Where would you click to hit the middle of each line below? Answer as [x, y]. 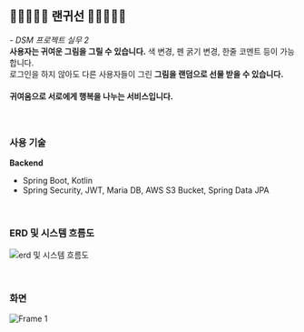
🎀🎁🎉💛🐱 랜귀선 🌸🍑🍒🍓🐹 [68, 16]
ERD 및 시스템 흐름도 [52, 233]
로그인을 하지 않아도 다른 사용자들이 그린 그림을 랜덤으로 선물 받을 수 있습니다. [147, 74]
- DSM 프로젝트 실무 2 [49, 40]
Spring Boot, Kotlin [58, 181]
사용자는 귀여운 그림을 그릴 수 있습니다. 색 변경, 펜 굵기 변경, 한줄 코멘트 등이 [144, 51]
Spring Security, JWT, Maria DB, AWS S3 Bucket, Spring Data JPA [146, 190]
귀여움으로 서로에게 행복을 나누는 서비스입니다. [92, 96]
